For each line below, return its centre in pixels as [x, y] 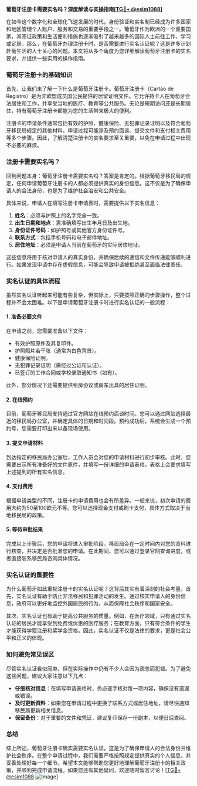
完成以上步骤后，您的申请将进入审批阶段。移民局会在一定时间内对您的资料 [96, 543]
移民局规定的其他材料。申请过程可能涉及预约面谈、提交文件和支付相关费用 [101, 131]
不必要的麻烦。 [24, 145]
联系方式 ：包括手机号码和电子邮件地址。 [63, 237]
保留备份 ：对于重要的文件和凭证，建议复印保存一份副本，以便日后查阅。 [102, 717]
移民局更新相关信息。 [40, 710]
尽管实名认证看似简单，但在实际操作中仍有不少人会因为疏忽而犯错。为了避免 [98, 668]
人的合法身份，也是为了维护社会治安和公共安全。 [70, 190]
